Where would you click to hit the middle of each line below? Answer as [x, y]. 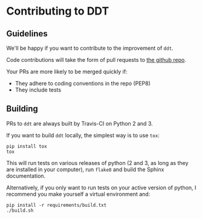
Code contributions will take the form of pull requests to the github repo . [96, 60]
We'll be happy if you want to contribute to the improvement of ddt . [90, 48]
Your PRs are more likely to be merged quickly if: [67, 72]
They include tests [38, 90]
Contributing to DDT [58, 11]
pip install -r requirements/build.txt [57, 205]
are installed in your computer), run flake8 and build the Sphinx [85, 169]
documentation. [26, 176]
